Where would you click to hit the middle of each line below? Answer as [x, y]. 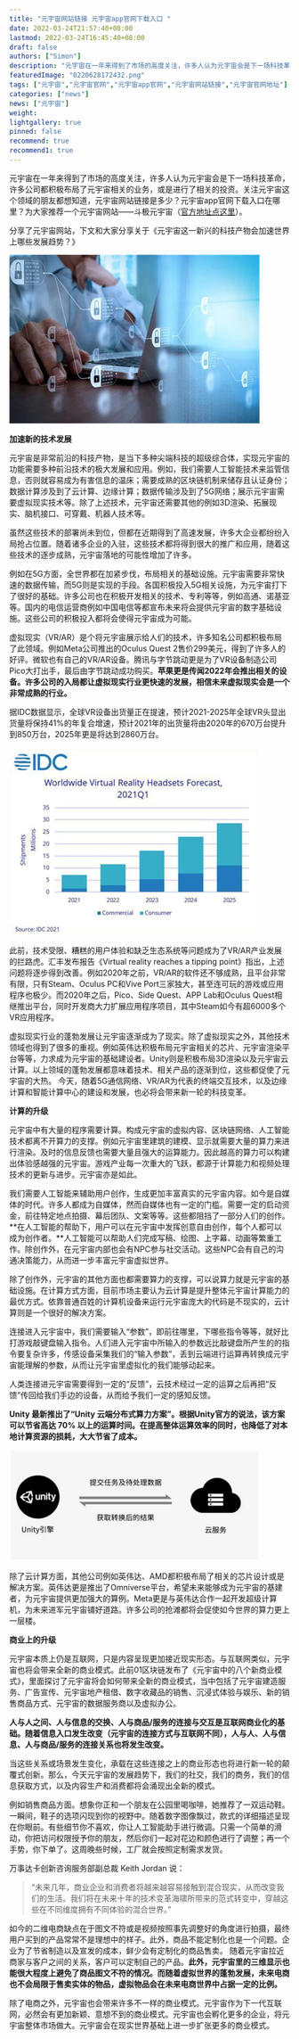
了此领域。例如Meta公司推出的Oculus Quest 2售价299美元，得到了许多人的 [148, 648]
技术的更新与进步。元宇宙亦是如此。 [76, 1174]
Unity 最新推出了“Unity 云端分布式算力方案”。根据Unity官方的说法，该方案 [147, 1414]
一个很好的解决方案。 [72, 1312]
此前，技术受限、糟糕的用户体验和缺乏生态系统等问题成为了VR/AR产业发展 [146, 950]
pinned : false [36, 132]
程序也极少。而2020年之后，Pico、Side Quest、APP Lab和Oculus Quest [142, 995]
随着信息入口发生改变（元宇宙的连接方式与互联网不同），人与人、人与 [151, 1733]
